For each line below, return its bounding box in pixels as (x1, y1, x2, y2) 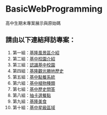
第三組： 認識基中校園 (12, 62, 55, 68)
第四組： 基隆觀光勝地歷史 (12, 68, 64, 74)
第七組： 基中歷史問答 (12, 86, 55, 92)
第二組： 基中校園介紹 (12, 56, 55, 61)
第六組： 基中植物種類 (12, 80, 55, 86)
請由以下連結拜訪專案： (5, 36, 76, 44)
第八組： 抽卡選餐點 (12, 92, 51, 98)
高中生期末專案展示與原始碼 (5, 20, 61, 26)
